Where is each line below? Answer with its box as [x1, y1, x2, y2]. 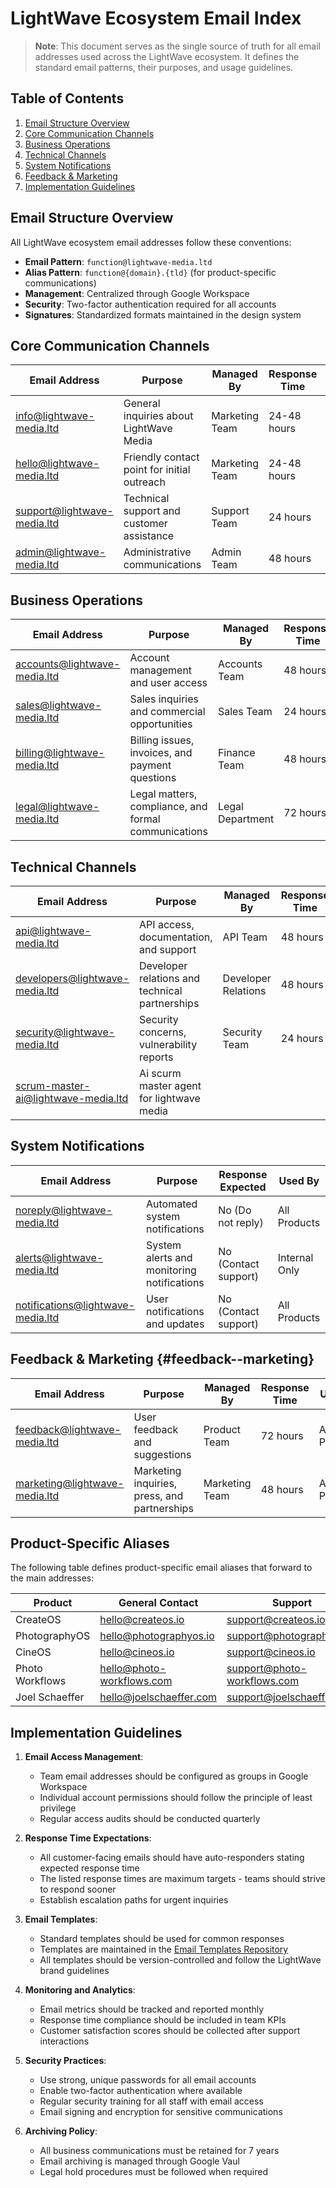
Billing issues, [129, 733, 195, 747]
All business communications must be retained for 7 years [39, 2145, 280, 2157]
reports [139, 1050, 174, 1064]
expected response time [39, 1862, 140, 1874]
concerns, [139, 1025, 187, 1039]
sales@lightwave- [15, 698, 102, 712]
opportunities [129, 717, 193, 731]
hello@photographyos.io [99, 1629, 215, 1643]
